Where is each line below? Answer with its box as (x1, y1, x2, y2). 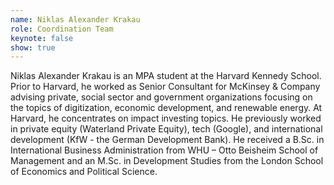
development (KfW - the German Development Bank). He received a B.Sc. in (10, 134, 325, 146)
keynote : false (10, 33, 74, 43)
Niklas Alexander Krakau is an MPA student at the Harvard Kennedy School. (10, 70, 322, 82)
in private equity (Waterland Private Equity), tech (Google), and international (10, 123, 323, 135)
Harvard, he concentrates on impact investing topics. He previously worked (10, 112, 322, 125)
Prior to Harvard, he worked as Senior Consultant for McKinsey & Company (10, 81, 321, 93)
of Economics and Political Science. (10, 166, 158, 178)
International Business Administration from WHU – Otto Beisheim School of (10, 144, 319, 156)
